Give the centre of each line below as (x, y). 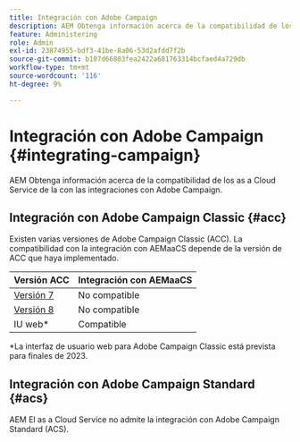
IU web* (31, 325)
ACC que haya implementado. (64, 258)
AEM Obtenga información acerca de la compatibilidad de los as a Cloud (143, 180)
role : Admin (31, 42)
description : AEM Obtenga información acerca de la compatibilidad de (143, 26)
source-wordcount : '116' (55, 76)
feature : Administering (54, 34)
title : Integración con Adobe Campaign (83, 17)
